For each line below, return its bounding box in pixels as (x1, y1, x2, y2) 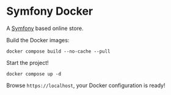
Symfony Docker (6, 4, 93, 18)
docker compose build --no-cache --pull (6, 48, 111, 55)
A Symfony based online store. (6, 25, 84, 32)
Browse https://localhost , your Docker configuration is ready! (6, 82, 166, 89)
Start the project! (6, 59, 49, 66)
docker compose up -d (6, 70, 62, 77)
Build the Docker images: (6, 36, 70, 44)
